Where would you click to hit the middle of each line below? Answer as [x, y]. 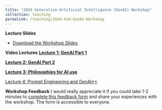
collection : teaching [28, 14]
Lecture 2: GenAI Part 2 [30, 62]
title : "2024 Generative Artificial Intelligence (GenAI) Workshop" [78, 10]
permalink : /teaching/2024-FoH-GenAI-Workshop [55, 19]
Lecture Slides [21, 33]
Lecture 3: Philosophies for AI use [42, 72]
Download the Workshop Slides [45, 43]
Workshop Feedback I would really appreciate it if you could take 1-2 [77, 91]
